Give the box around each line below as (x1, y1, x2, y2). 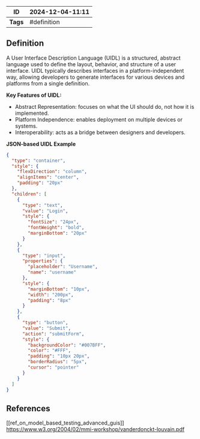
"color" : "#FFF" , (28, 348, 71, 354)
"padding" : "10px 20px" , (28, 353, 90, 360)
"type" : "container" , (11, 158, 66, 164)
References (6, 403, 50, 414)
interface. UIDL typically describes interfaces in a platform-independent (6, 67, 184, 74)
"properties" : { (22, 258, 63, 264)
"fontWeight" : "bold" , (28, 225, 85, 231)
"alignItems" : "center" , (17, 174, 79, 180)
